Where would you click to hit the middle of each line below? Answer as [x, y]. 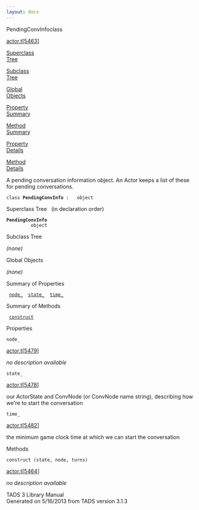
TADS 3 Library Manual [35, 494]
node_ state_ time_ [36, 295]
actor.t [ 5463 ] [23, 41]
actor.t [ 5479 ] [23, 351]
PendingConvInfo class [34, 29]
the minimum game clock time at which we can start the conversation [93, 437]
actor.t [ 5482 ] [23, 425]
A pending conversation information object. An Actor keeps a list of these [98, 180]
